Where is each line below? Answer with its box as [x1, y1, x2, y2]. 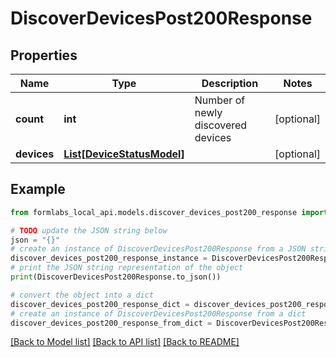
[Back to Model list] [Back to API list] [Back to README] [10, 336, 240, 348]
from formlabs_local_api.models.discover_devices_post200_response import [10, 207, 329, 217]
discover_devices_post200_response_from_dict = [10, 318, 213, 328]
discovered [194, 118, 248, 132]
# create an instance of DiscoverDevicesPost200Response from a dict [10, 308, 307, 319]
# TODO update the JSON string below [10, 225, 168, 236]
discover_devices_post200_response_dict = [10, 299, 190, 309]
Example [10, 181, 66, 198]
